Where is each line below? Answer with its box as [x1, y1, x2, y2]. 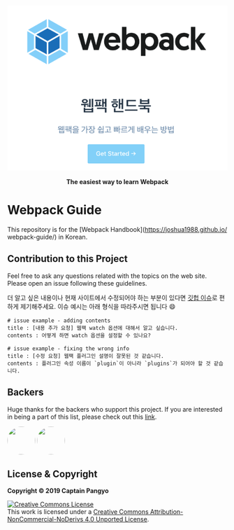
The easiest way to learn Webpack [66, 177, 169, 186]
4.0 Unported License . [85, 515, 149, 524]
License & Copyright [7, 468, 98, 480]
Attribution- [149, 508, 184, 516]
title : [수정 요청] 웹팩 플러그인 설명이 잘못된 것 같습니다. [7, 352, 164, 359]
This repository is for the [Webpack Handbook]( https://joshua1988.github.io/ [7, 225, 228, 233]
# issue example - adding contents [7, 317, 111, 324]
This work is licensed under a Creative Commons [7, 508, 149, 516]
